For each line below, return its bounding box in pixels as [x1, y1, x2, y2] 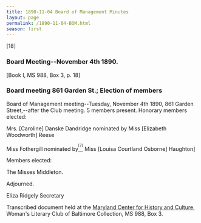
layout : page [6, 15, 39, 21]
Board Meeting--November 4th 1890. [6, 58, 118, 66]
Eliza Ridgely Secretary [6, 192, 64, 199]
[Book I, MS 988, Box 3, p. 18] [6, 71, 81, 79]
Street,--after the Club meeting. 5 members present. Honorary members [6, 107, 187, 114]
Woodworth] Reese [6, 131, 55, 138]
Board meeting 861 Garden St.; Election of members [6, 86, 163, 95]
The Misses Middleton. [6, 168, 64, 176]
